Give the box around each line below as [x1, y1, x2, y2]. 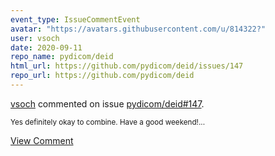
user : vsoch [10, 33, 60, 43]
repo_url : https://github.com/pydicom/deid [10, 71, 195, 81]
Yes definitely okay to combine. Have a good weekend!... [10, 117, 206, 127]
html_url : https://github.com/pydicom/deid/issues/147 [10, 61, 244, 71]
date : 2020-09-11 [10, 42, 83, 53]
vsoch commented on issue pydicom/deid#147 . [10, 97, 205, 110]
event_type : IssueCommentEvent [10, 14, 141, 25]
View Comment [10, 134, 74, 146]
